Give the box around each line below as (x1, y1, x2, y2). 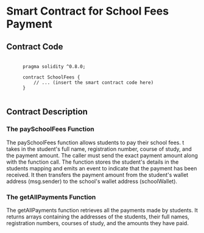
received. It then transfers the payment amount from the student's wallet (6, 171, 189, 178)
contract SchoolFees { (22, 74, 80, 80)
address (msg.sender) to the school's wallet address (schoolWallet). (6, 178, 178, 185)
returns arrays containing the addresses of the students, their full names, (6, 213, 190, 220)
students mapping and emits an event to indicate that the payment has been (6, 164, 197, 172)
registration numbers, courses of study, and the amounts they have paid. (6, 219, 189, 226)
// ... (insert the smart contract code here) (33, 80, 154, 86)
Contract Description (6, 106, 88, 117)
